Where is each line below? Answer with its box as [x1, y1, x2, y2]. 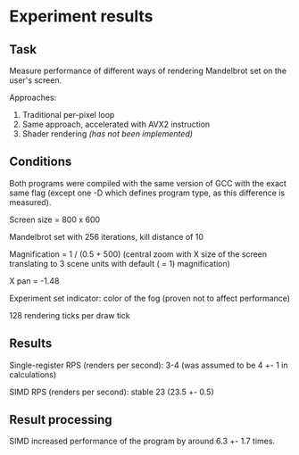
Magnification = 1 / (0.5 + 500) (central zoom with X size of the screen [9, 248, 268, 260]
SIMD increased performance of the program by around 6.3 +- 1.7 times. [9, 435, 275, 447]
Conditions [9, 154, 72, 170]
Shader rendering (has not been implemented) [21, 128, 194, 139]
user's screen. [9, 75, 62, 86]
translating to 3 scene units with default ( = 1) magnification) [9, 258, 230, 269]
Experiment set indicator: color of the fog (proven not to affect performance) [9, 293, 291, 303]
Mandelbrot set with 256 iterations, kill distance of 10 [9, 231, 203, 242]
